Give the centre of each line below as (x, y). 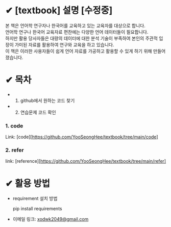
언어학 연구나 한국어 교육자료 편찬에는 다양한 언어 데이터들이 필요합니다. (77, 32)
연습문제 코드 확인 (38, 112)
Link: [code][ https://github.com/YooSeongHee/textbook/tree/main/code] (82, 137)
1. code (14, 125)
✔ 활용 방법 (28, 183)
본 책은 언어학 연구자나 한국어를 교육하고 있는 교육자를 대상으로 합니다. (75, 26)
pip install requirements (37, 209)
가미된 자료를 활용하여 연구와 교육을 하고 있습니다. (64, 44)
